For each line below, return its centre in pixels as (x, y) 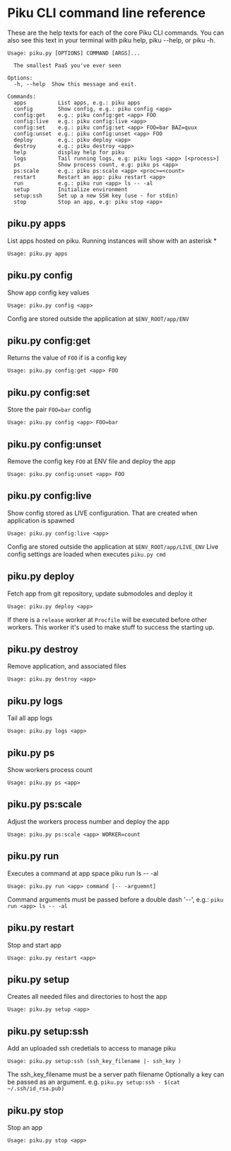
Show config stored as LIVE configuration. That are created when (102, 513)
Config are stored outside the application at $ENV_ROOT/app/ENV (98, 318)
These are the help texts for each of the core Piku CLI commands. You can (116, 33)
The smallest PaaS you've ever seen (67, 65)
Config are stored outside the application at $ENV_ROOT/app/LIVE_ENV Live (113, 546)
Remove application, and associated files (67, 667)
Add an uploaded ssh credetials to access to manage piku (92, 1048)
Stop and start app (34, 945)
